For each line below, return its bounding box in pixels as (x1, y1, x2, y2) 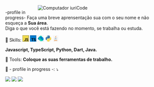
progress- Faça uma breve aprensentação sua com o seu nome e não (5, 15, 149, 21)
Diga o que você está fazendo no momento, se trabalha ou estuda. (5, 25, 143, 31)
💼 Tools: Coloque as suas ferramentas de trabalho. (5, 56, 113, 62)
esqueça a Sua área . (5, 20, 48, 26)
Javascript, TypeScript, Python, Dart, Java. (5, 47, 97, 52)
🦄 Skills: (5, 37, 22, 43)
